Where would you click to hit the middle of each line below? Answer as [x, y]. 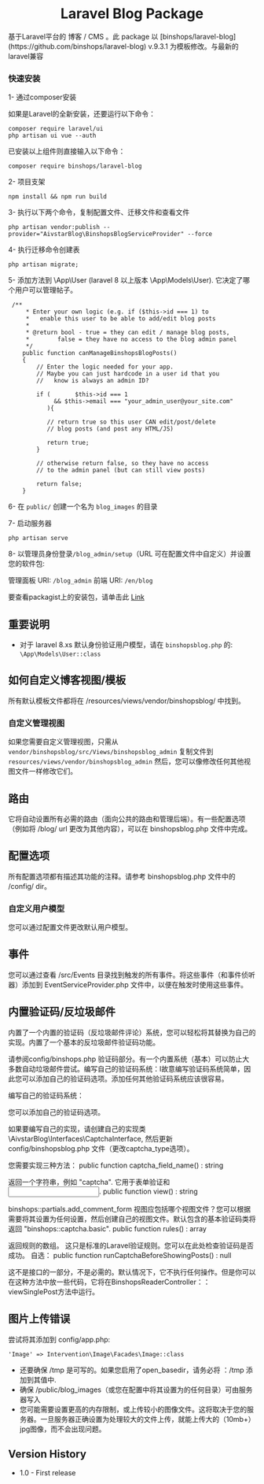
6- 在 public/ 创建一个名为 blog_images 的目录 [83, 507]
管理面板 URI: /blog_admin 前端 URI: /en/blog [81, 580]
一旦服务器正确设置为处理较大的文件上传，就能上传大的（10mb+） [148, 1419]
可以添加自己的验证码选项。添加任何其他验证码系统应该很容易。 [125, 1079]
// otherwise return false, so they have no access [123, 464]
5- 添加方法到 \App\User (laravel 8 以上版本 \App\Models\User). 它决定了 [126, 280]
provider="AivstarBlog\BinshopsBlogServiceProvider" [96, 234]
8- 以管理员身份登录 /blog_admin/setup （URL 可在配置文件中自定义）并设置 [130, 554]
